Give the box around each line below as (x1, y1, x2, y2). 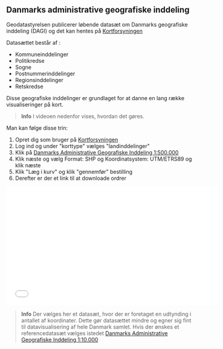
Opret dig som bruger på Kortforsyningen (15, 136, 118, 143)
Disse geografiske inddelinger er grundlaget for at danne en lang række (6, 94, 185, 101)
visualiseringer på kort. (6, 101, 63, 108)
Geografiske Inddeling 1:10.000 (21, 336, 99, 343)
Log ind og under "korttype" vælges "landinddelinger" (15, 142, 150, 150)
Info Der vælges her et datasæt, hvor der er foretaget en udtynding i (21, 310, 192, 318)
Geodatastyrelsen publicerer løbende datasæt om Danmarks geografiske (6, 21, 189, 28)
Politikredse (15, 57, 45, 64)
